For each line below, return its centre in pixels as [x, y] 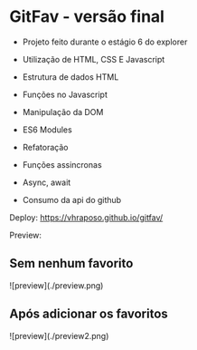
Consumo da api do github [72, 199]
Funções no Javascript [65, 94]
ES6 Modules [47, 130]
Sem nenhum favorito [71, 263]
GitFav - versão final [87, 17]
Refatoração [45, 147]
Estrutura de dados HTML [70, 77]
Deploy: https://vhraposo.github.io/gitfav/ [86, 217]
